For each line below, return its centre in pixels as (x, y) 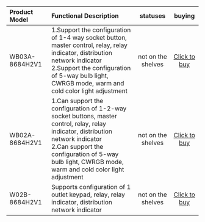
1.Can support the (77, 101)
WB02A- (22, 135)
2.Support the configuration (91, 68)
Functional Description (85, 16)
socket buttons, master (84, 116)
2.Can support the (77, 147)
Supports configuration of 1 (91, 187)
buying (184, 16)
